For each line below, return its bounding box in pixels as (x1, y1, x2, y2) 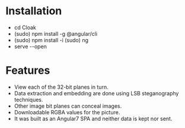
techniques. (14, 96, 43, 103)
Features (5, 64, 50, 77)
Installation (5, 4, 62, 18)
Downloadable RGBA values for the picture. (14, 108, 120, 115)
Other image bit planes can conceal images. (14, 102, 122, 110)
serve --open (14, 43, 47, 50)
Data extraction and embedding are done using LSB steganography (14, 89, 179, 96)
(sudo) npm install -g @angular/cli (14, 30, 98, 37)
